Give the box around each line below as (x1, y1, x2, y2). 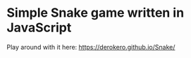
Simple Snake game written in (6, 5, 185, 21)
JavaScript (6, 20, 72, 36)
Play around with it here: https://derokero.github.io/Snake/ (6, 43, 175, 51)
